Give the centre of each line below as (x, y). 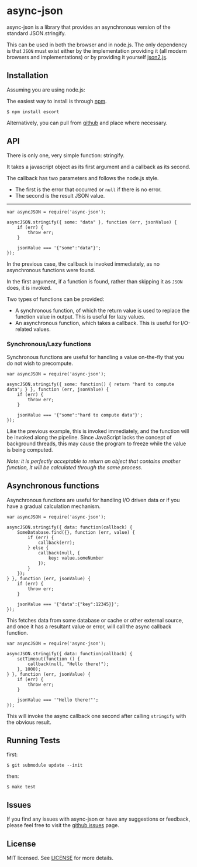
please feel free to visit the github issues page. (63, 825)
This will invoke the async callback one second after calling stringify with (96, 716)
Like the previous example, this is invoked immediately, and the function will (98, 431)
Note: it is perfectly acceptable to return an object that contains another (94, 461)
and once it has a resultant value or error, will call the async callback (89, 626)
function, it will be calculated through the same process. (75, 467)
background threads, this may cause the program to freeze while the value (96, 443)
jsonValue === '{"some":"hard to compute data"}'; (80, 415)
